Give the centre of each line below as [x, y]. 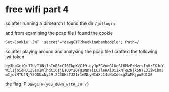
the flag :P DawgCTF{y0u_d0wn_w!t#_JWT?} [47, 84]
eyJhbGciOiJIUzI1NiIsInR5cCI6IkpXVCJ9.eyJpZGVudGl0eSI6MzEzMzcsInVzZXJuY [85, 66]
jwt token [15, 57]
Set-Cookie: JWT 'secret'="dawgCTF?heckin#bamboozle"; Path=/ [72, 42]
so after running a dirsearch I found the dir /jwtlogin [60, 23]
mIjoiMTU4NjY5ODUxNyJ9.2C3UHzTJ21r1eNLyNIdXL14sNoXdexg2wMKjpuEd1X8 [79, 75]
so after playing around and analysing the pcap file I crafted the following [81, 51]
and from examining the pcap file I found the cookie [59, 33]
